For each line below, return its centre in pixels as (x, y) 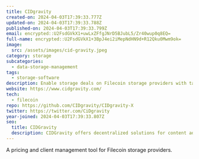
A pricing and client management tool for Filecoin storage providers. (89, 150)
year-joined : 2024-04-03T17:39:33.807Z (55, 116)
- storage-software (36, 78)
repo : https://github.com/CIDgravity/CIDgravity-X (70, 105)
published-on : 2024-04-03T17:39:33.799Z (57, 28)
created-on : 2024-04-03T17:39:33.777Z (54, 17)
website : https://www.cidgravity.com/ (54, 89)
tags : (13, 72)
